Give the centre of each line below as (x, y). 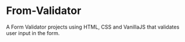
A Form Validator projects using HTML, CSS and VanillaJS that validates (93, 27)
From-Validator (44, 11)
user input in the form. (33, 33)
